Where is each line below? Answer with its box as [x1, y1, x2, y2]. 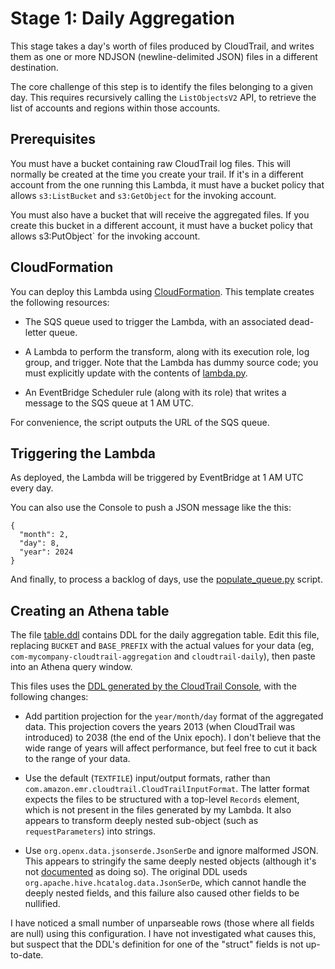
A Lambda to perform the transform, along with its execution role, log [24, 345, 310, 357]
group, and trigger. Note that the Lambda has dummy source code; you [24, 356, 319, 368]
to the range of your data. [24, 753, 131, 765]
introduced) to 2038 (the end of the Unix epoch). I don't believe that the [24, 732, 322, 744]
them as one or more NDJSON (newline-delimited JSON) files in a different [10, 50, 318, 62]
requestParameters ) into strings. [24, 825, 157, 837]
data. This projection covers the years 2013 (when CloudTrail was [24, 721, 296, 733]
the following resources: [10, 296, 110, 308]
